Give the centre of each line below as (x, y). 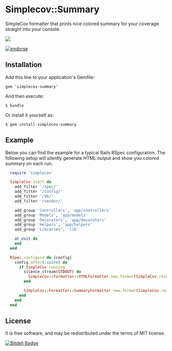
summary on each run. (29, 163)
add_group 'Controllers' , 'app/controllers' (63, 210)
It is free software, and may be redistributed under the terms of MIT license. (85, 333)
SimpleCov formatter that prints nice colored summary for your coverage (82, 24)
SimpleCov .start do (31, 182)
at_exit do (26, 239)
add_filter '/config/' (39, 192)
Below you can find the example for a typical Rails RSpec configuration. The (85, 152)
